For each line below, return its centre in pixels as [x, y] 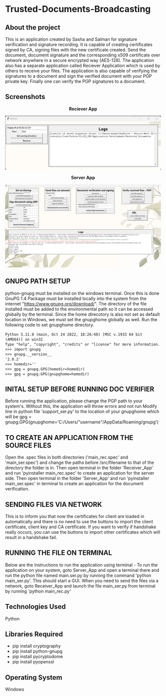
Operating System [34, 677]
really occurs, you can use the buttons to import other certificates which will [83, 532]
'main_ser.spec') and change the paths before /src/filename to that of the [80, 463]
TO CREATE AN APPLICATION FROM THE [69, 437]
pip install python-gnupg [37, 651]
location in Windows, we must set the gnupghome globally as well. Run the [81, 319]
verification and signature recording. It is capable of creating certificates [79, 45]
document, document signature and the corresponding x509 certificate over [83, 55]
